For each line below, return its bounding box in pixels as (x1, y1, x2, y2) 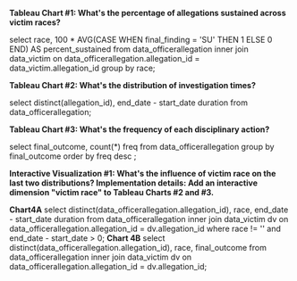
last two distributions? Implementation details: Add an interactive (9, 178, 258, 188)
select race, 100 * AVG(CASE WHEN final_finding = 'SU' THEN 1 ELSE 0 (9, 35, 273, 45)
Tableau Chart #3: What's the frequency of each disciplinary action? (9, 124, 270, 135)
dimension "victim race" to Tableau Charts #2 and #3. (9, 187, 215, 197)
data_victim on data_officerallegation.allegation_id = (9, 54, 200, 63)
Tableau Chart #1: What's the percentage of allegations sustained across (9, 8, 286, 18)
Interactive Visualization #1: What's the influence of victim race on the (9, 169, 276, 178)
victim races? (9, 17, 61, 28)
